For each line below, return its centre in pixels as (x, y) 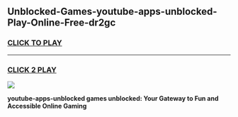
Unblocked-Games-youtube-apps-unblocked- (112, 12)
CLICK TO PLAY (35, 43)
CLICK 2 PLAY (32, 69)
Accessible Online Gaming (47, 106)
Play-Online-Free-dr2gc (62, 23)
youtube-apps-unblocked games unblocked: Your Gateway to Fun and (113, 98)
